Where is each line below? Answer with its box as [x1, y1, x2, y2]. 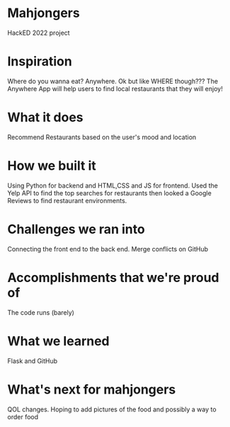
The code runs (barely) [7, 308, 74, 317]
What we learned [7, 333, 110, 349]
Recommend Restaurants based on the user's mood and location [7, 133, 197, 141]
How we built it [7, 158, 97, 173]
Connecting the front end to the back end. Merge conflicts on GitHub [7, 244, 209, 253]
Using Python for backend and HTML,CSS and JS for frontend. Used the [7, 181, 218, 190]
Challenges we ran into [7, 221, 145, 237]
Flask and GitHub [7, 357, 58, 365]
